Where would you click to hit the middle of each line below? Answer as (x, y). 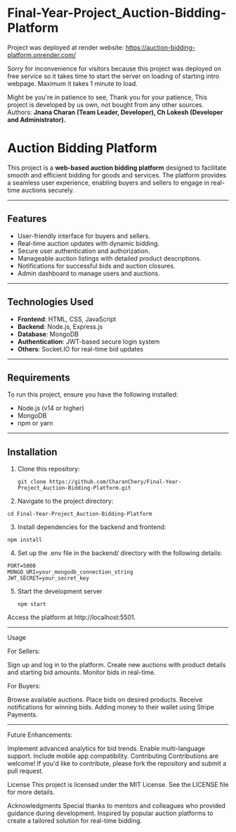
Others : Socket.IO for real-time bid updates (80, 349)
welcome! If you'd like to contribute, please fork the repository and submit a (117, 764)
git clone (32, 482)
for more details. (31, 792)
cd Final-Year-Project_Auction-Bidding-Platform (80, 514)
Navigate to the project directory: (65, 501)
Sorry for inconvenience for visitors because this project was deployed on (114, 68)
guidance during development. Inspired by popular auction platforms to (110, 813)
